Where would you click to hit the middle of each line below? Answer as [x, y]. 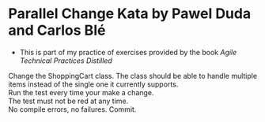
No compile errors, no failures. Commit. [72, 109]
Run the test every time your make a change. [81, 92]
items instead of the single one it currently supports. [93, 84]
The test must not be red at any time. [68, 101]
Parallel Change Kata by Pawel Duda [130, 14]
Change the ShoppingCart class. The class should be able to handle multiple [133, 76]
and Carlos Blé [57, 30]
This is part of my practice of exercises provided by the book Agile [128, 52]
